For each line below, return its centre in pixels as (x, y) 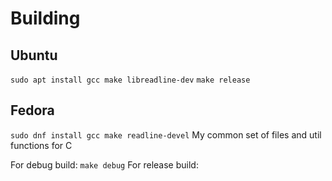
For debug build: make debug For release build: (104, 164)
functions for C (41, 145)
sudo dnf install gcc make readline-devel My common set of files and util (166, 134)
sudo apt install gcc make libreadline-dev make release (130, 80)
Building (45, 18)
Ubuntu (34, 55)
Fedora (32, 110)
